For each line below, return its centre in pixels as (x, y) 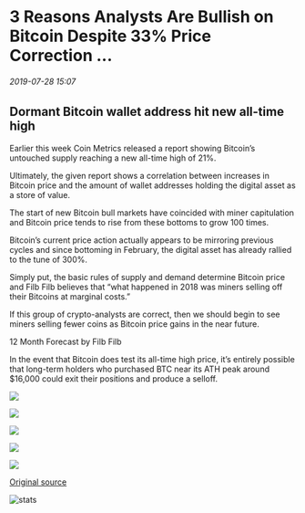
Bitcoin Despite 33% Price (111, 36)
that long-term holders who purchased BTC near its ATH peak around (140, 369)
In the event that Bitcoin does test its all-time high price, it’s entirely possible (152, 359)
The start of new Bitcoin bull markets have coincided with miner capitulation (152, 213)
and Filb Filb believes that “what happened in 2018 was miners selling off (146, 287)
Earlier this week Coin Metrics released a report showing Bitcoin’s (132, 148)
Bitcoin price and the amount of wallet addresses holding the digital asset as (152, 185)
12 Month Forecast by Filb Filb (66, 341)
